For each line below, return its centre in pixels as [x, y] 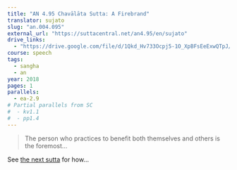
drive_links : [26, 40]
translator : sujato [36, 20]
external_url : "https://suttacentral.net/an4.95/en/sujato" [98, 33]
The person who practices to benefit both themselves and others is [122, 138]
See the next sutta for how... [48, 159]
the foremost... [46, 145]
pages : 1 [20, 86]
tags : [15, 60]
